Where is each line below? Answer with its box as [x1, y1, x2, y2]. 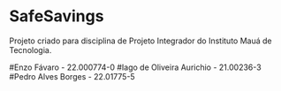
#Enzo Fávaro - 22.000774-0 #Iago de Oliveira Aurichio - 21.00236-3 [9, 62, 262, 72]
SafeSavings [9, 6, 104, 27]
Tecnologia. [9, 44, 52, 55]
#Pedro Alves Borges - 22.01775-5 [9, 71, 135, 81]
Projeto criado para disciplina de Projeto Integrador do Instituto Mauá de [9, 35, 272, 46]
